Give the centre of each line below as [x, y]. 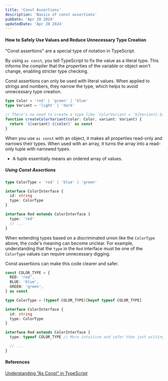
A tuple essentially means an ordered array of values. [67, 158]
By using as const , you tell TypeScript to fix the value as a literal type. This [82, 61]
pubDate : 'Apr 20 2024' [30, 19]
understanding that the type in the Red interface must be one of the [74, 248]
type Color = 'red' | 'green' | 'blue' [47, 101]
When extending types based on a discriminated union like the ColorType [80, 238]
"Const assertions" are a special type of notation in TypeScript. [70, 51]
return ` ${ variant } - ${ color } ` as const [51, 124]
